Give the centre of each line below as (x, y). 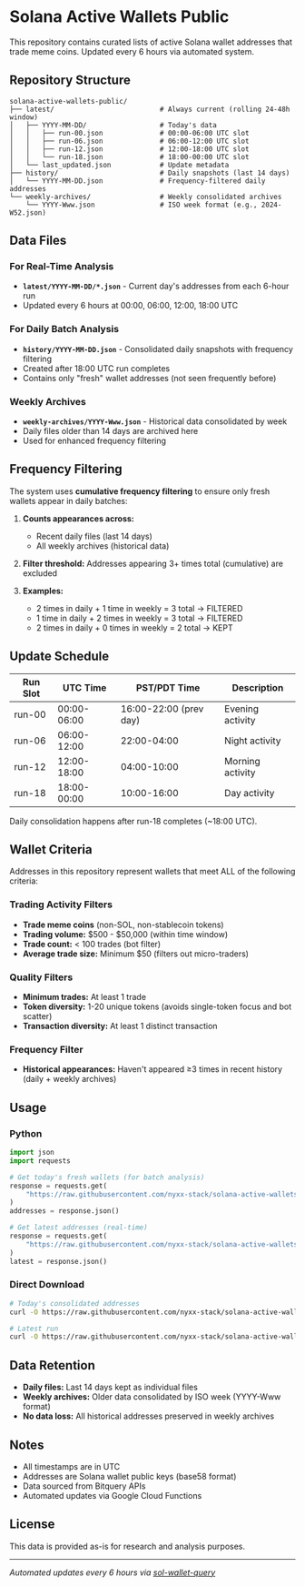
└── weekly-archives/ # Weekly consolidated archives (146, 197)
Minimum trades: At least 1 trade (84, 997)
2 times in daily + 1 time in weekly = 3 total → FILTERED (139, 608)
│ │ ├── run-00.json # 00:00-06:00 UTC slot (129, 133)
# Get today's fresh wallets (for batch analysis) (107, 1177)
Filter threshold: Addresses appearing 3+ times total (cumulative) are (153, 563)
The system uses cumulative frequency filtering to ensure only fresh (140, 491)
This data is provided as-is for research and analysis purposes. (128, 1546)
